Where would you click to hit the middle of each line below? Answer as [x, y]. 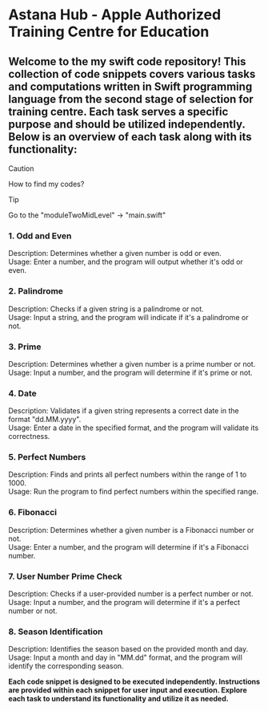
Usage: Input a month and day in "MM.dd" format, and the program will [125, 658]
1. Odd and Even [40, 236]
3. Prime [25, 347]
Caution [21, 169]
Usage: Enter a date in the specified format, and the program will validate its [134, 428]
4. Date [23, 393]
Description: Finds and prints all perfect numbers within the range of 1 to [128, 474]
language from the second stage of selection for [131, 99]
